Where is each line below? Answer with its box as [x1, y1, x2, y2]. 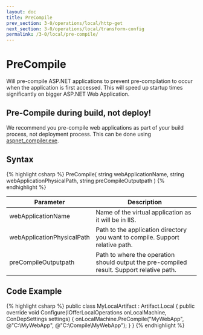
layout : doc [6, 8, 36, 15]
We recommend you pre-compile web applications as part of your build [6, 124, 184, 131]
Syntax [6, 154, 34, 165]
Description [127, 197, 162, 206]
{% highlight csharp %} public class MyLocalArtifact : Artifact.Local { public [6, 302, 195, 310]
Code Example [6, 286, 62, 297]
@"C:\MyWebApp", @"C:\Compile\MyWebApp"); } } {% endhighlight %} [6, 322, 185, 329]
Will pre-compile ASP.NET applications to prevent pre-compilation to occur [6, 78, 193, 85]
